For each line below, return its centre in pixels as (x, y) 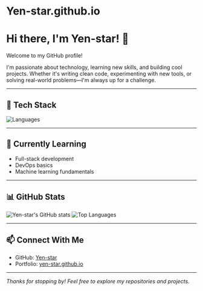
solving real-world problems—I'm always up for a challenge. (81, 80)
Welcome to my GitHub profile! (44, 56)
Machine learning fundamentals (54, 171)
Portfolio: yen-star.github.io (49, 264)
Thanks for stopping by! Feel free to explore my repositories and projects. (98, 281)
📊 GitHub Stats (36, 197)
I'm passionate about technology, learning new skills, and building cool (94, 67)
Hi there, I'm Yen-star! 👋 (68, 39)
